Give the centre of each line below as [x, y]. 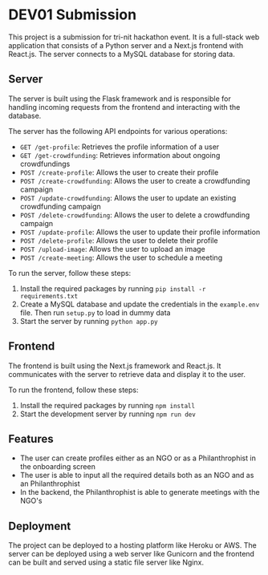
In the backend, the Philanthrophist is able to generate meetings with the [140, 492]
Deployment [40, 526]
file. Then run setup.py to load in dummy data [95, 312]
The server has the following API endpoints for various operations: [118, 131]
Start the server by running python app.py [89, 321]
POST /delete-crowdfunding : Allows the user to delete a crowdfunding [135, 215]
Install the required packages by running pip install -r [113, 288]
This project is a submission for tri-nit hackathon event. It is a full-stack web [134, 37]
